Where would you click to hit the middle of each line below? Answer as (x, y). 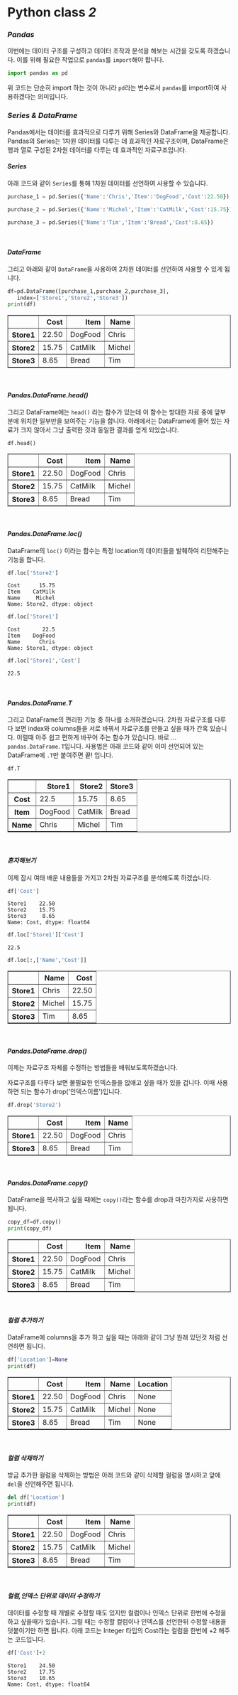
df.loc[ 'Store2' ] (33, 573)
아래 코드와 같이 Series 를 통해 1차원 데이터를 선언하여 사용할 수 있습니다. (108, 183)
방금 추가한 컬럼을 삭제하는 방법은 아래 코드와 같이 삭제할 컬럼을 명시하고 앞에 (114, 1475)
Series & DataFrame (42, 116)
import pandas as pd (38, 73)
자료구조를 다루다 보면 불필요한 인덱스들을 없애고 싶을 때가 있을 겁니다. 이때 (111, 1083)
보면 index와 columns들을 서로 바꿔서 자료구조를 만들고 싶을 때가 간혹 (112, 729)
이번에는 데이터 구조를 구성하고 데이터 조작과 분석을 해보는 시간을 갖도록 (107, 51)
